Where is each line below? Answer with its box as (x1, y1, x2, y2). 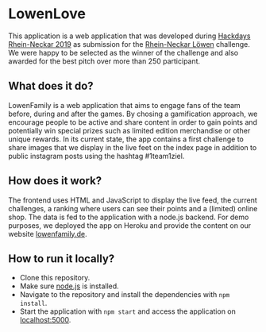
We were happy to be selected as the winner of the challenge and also (8, 48, 239, 57)
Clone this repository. (19, 273, 91, 283)
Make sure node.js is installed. (19, 281, 119, 291)
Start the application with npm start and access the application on (19, 307, 237, 316)
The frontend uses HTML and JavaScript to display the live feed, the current (8, 195, 258, 205)
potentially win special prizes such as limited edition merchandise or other (8, 125, 251, 135)
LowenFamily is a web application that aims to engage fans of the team (8, 100, 241, 110)
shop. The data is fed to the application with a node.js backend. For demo (8, 212, 249, 222)
